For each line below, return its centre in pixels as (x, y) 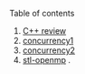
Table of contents (42, 13)
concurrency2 (48, 50)
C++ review (44, 31)
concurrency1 (48, 41)
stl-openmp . (46, 60)
